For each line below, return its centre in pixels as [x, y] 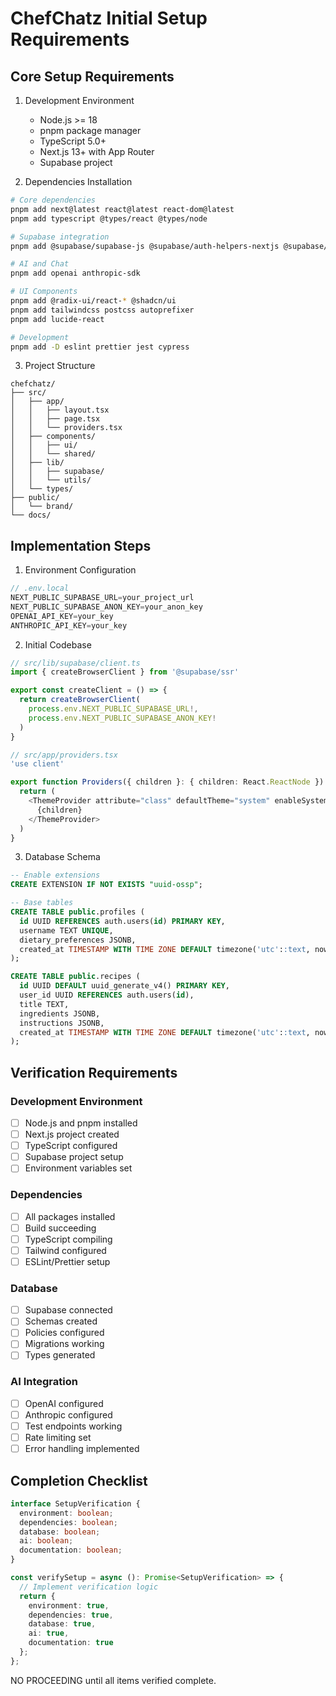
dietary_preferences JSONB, [78, 940]
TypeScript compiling [68, 1239]
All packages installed [70, 1216]
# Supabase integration [60, 237]
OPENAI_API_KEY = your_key [62, 616]
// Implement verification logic [89, 1587]
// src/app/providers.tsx [64, 755]
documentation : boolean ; [71, 1550]
